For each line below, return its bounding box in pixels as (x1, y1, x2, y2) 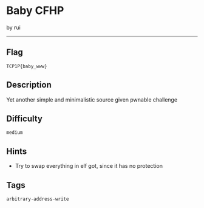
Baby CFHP (6, 4, 64, 18)
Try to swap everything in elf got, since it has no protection (15, 162, 163, 170)
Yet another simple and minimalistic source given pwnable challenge (6, 95, 178, 103)
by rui (6, 24, 21, 31)
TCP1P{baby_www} (6, 63, 47, 69)
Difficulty (6, 113, 42, 123)
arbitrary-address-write (6, 196, 69, 202)
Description (6, 80, 52, 90)
